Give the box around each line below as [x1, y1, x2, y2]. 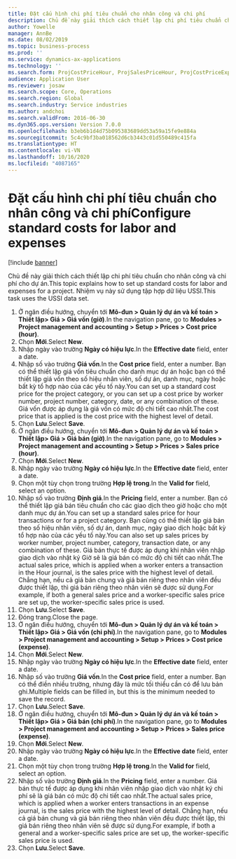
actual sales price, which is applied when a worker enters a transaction [18, 561, 223, 569]
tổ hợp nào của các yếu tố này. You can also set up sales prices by [18, 530, 209, 540]
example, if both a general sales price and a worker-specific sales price [18, 590, 225, 599]
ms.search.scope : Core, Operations [8, 88, 112, 95]
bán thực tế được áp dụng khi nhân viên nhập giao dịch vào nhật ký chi [18, 784, 223, 792]
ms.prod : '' [8, 50, 43, 57]
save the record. [18, 694, 66, 703]
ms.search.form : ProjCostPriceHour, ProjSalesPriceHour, [8, 69, 178, 76]
